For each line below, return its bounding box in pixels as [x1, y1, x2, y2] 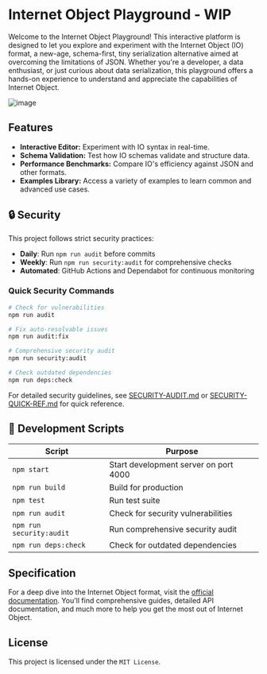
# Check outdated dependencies [8, 369, 112, 377]
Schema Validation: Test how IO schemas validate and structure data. [19, 150, 250, 160]
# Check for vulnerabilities [8, 304, 105, 312]
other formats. [19, 167, 68, 176]
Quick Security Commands [8, 285, 114, 296]
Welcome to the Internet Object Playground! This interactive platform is [8, 32, 241, 41]
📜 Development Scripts [8, 422, 125, 436]
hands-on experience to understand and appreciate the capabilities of [8, 74, 238, 83]
